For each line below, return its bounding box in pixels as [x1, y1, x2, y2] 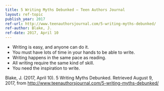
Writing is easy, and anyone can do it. [12, 44, 89, 50]
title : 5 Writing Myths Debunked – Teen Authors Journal [5, 7, 125, 12]
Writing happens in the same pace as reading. [12, 55, 107, 60]
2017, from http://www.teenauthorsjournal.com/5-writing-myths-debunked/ [5, 80, 159, 86]
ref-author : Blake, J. [5, 26, 52, 31]
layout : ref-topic [5, 12, 43, 17]
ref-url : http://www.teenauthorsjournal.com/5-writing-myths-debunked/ [5, 21, 156, 26]
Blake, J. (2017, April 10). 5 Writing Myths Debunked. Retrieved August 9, [5, 75, 153, 81]
